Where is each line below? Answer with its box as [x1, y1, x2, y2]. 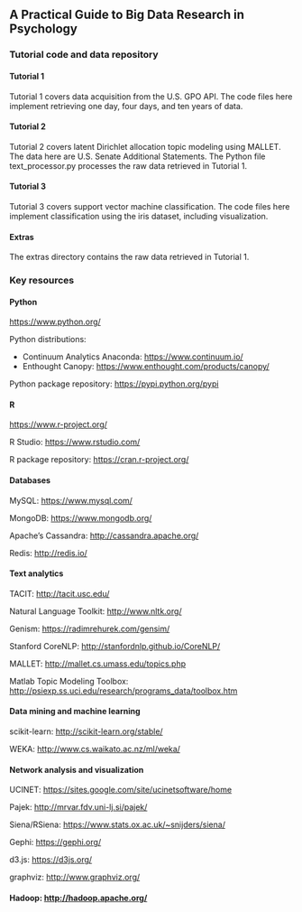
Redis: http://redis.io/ [9, 547, 87, 558]
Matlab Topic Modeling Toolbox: [9, 675, 129, 686]
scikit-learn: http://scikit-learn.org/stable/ [9, 726, 164, 737]
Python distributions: [9, 334, 87, 345]
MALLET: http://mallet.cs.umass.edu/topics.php [9, 658, 187, 669]
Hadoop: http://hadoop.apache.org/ [9, 892, 148, 903]
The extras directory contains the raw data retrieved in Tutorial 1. [9, 252, 250, 263]
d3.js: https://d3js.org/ [9, 854, 93, 865]
